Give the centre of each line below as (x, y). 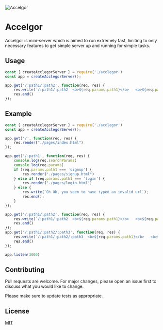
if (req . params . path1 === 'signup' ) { (53, 170)
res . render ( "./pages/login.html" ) (57, 183)
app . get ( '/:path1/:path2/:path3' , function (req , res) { (63, 233)
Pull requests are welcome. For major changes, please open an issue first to (81, 282)
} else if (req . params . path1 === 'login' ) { (59, 179)
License (17, 311)
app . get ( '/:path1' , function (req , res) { (48, 156)
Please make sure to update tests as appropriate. (54, 296)
